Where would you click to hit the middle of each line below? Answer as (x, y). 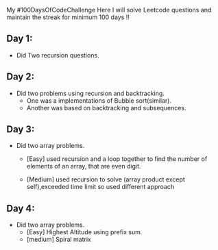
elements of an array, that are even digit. (84, 166)
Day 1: (20, 39)
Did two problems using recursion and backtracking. (90, 93)
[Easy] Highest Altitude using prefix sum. (84, 232)
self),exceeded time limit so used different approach (100, 187)
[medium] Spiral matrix (59, 240)
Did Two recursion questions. (58, 55)
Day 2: (21, 77)
